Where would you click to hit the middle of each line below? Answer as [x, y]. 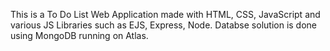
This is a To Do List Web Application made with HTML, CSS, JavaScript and [165, 14]
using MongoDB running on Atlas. [79, 35]
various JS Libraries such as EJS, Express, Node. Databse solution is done [164, 25]
